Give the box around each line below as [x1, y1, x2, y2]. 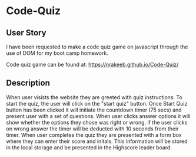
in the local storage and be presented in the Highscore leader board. [6, 143, 172, 151]
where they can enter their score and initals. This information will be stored [6, 138, 188, 145]
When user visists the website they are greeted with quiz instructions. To [6, 93, 182, 101]
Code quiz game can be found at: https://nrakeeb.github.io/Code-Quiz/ [6, 61, 179, 68]
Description [6, 78, 50, 88]
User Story [6, 28, 46, 38]
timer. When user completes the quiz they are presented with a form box [6, 131, 182, 138]
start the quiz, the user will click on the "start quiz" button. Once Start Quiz [6, 100, 188, 107]
